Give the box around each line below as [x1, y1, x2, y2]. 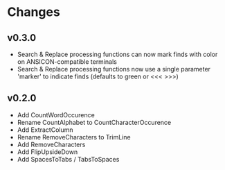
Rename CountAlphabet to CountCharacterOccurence [17, 118, 172, 126]
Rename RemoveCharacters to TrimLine [17, 133, 131, 141]
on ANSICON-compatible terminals [17, 58, 118, 66]
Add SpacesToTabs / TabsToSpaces [17, 155, 120, 163]
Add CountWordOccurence [17, 110, 95, 119]
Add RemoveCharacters [17, 140, 86, 148]
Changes [7, 4, 60, 20]
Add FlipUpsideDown [17, 147, 78, 156]
